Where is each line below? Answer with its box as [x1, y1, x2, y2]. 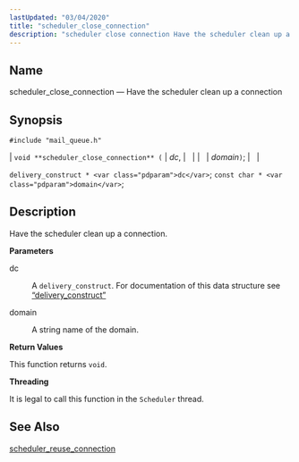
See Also [9, 419, 60, 434]
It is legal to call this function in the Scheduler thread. [9, 393, 204, 404]
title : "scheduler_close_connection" [9, 21, 150, 30]
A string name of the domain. [31, 323, 139, 335]
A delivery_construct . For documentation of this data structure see [31, 280, 280, 290]
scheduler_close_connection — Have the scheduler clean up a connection [9, 87, 283, 97]
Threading [9, 376, 49, 387]
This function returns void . [9, 358, 107, 369]
